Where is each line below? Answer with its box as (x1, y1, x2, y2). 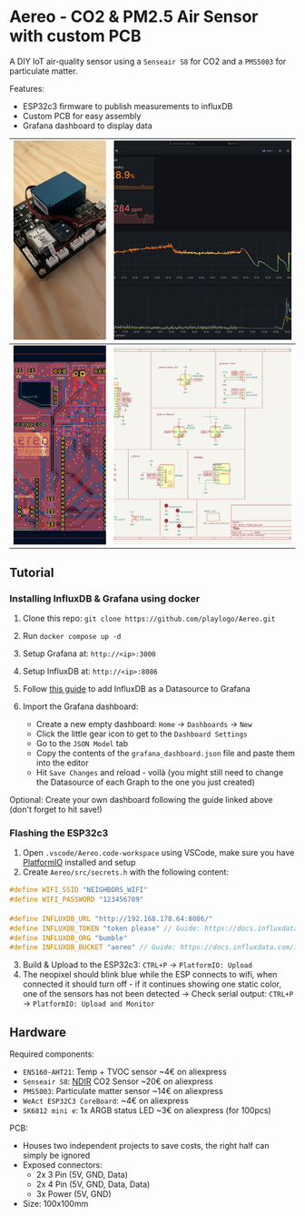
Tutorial (9, 564, 54, 580)
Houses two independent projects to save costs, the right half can (22, 1140, 270, 1151)
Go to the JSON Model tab (35, 737, 129, 748)
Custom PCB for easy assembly (22, 110, 142, 121)
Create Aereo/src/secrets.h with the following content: (22, 866, 230, 877)
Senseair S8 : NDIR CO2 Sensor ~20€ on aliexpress (22, 1076, 213, 1087)
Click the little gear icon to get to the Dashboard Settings (35, 728, 248, 739)
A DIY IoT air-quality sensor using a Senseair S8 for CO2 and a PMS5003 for (9, 56, 287, 66)
